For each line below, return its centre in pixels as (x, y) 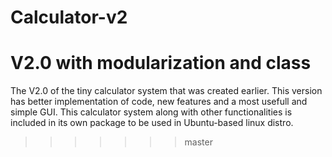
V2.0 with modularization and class (161, 63)
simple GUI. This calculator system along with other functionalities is (151, 112)
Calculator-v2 (69, 17)
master (198, 142)
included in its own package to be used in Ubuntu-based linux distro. (152, 123)
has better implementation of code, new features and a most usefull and (159, 102)
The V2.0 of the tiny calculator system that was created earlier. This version (166, 91)
